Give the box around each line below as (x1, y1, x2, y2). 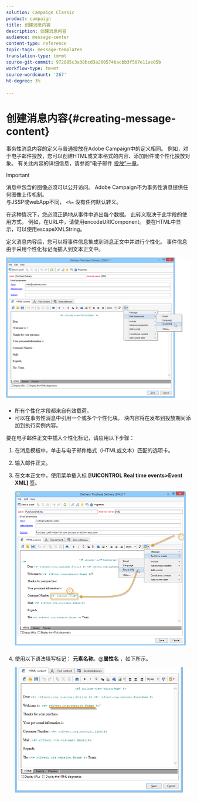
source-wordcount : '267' (6, 71, 67, 78)
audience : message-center (6, 34, 69, 41)
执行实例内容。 (25, 422, 62, 429)
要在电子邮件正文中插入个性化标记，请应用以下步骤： (6, 434, 135, 441)
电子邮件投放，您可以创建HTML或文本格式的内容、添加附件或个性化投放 (11, 153, 186, 160)
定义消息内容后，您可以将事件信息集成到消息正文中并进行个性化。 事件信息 (6, 238, 188, 246)
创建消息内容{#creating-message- (6, 112, 176, 125)
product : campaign (6, 15, 51, 22)
